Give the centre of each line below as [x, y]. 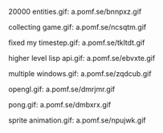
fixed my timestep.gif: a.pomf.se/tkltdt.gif [77, 42]
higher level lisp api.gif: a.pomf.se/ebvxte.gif [82, 58]
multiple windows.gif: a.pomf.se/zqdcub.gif [80, 74]
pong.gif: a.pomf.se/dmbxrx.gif [60, 105]
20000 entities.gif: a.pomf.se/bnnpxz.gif [75, 12]
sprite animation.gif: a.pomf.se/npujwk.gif [77, 120]
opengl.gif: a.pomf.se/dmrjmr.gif [62, 89]
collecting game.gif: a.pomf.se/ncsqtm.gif [77, 27]
